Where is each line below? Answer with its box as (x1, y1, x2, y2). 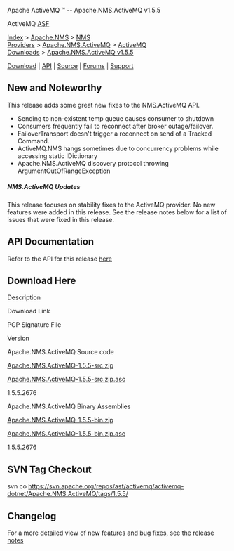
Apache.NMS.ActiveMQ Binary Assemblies (7, 402, 131, 410)
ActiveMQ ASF (7, 20, 50, 27)
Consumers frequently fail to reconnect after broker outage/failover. (17, 122, 214, 130)
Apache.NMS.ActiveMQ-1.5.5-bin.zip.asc (7, 429, 126, 438)
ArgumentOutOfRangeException (17, 167, 111, 175)
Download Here (7, 274, 76, 287)
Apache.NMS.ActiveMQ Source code (7, 348, 114, 356)
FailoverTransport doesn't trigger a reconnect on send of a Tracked (17, 129, 212, 138)
